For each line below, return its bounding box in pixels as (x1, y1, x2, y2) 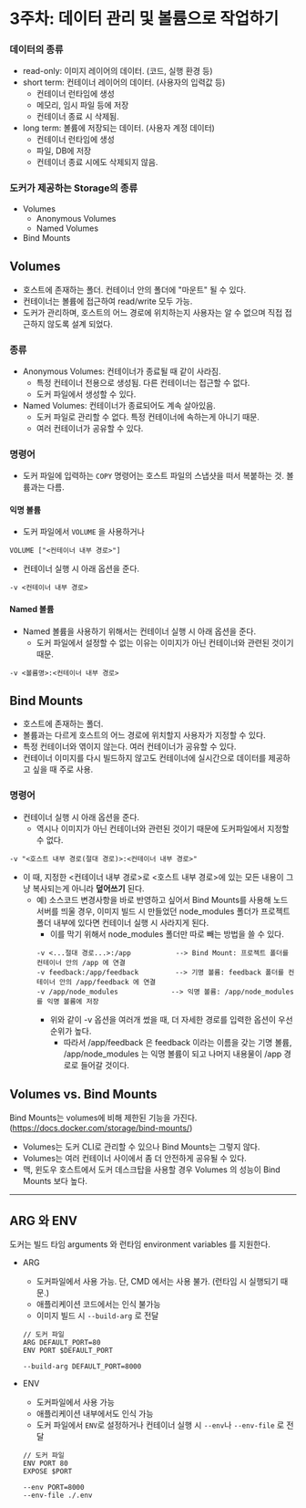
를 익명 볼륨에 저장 (36, 996, 99, 1006)
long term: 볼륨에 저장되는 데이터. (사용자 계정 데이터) (22, 122, 216, 133)
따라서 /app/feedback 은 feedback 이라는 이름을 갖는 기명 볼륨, (63, 1036, 292, 1047)
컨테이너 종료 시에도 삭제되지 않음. (36, 157, 158, 168)
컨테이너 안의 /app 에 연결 (36, 958, 126, 967)
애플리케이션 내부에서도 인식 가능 (36, 1409, 154, 1420)
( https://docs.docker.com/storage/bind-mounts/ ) (9, 1122, 193, 1133)
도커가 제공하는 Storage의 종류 (9, 182, 138, 194)
